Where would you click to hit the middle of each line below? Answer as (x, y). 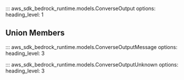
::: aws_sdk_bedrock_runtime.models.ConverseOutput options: (80, 8)
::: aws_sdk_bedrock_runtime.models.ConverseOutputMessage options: (92, 47)
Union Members (35, 33)
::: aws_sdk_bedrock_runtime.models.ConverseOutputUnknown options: (92, 64)
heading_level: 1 (25, 15)
